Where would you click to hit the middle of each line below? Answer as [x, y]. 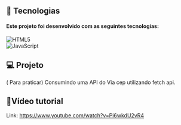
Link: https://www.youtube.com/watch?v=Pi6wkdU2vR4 [75, 115]
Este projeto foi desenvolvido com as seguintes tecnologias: [83, 26]
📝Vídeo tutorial [35, 101]
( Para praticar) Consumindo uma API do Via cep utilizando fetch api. [91, 82]
